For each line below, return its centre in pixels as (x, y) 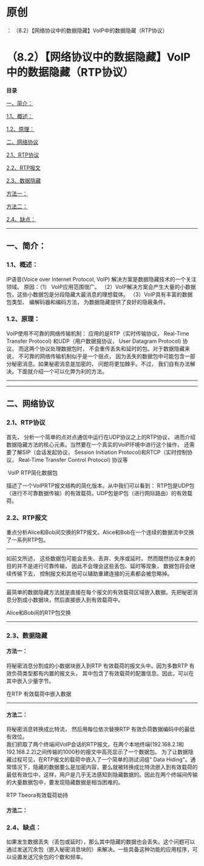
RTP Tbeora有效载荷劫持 (37, 795)
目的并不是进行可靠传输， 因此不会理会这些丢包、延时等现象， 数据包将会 (98, 566)
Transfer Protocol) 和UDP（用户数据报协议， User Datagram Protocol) (94, 341)
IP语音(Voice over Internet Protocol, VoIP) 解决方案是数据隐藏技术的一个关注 (101, 279)
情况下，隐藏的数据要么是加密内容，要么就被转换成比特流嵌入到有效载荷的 (104, 767)
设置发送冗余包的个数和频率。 (49, 857)
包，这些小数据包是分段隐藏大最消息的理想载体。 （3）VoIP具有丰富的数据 (100, 294)
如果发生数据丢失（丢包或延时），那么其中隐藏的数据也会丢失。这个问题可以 (101, 842)
